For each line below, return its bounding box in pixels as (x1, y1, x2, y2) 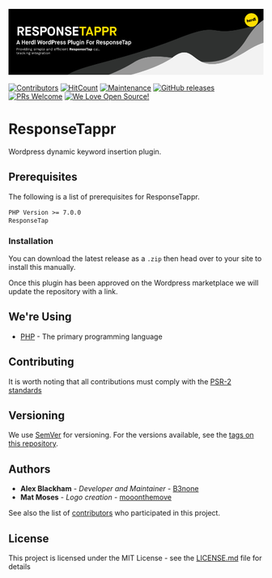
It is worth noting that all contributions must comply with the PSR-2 (8, 376, 232, 386)
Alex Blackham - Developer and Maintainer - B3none (19, 484, 199, 494)
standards (8, 385, 42, 395)
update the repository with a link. (8, 286, 119, 296)
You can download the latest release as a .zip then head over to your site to (8, 253, 262, 263)
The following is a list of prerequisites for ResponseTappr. (8, 191, 200, 201)
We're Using (8, 310, 72, 324)
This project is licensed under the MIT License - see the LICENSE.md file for (8, 553, 262, 563)
